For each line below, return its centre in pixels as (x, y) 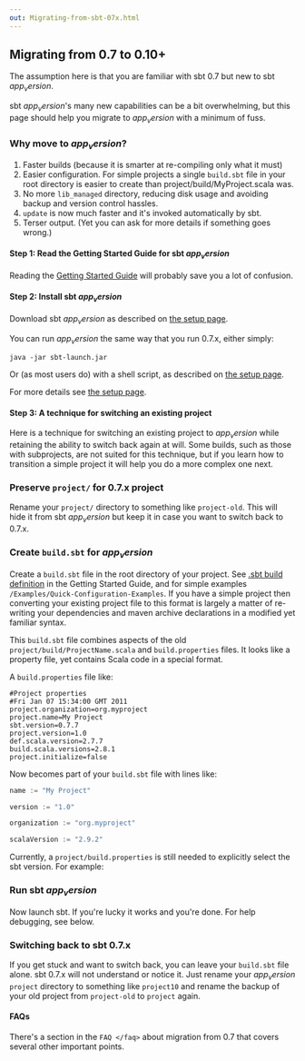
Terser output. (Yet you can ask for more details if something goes (146, 223)
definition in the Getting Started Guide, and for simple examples (128, 583)
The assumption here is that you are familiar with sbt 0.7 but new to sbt (142, 76)
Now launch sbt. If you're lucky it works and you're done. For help (133, 912)
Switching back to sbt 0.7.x (70, 945)
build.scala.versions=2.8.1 (63, 749)
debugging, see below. (52, 921)
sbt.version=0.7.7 (44, 725)
